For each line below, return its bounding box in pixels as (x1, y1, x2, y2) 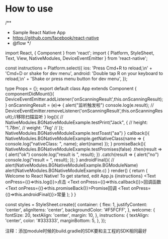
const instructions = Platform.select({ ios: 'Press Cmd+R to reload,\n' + (5, 65, 152, 71)
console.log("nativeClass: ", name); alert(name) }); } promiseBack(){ (5, 140, 146, 146)
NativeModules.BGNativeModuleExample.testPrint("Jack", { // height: (5, 119, 148, 125)
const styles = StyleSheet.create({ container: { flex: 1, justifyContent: (5, 201, 147, 207)
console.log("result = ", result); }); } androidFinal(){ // (5, 156, 115, 163)
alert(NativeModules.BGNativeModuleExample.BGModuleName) (5, 162, 138, 168)
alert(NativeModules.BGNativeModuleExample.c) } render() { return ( (5, 167, 148, 174)
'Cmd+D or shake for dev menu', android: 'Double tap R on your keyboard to (5, 70, 163, 76)
